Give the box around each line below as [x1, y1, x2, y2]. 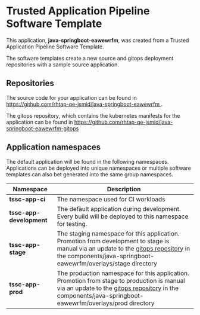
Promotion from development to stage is [57, 237, 170, 245]
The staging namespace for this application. [57, 229, 180, 237]
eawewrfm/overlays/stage [57, 259, 131, 267]
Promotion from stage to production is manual [57, 276, 186, 285]
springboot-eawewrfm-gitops [6, 124, 79, 132]
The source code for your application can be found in [6, 94, 137, 101]
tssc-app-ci [9, 195, 46, 203]
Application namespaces [6, 142, 101, 152]
